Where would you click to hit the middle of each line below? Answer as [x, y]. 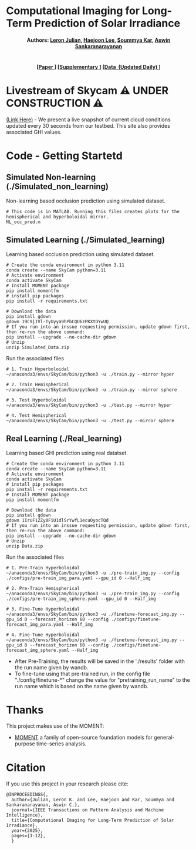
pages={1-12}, [28, 836]
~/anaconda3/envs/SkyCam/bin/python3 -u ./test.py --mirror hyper [89, 405]
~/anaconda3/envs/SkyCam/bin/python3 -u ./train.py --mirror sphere [92, 390]
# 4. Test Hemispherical [36, 415]
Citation [26, 767]
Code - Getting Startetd [65, 156]
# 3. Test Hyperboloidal [36, 400]
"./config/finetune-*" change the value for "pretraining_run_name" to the [102, 680]
